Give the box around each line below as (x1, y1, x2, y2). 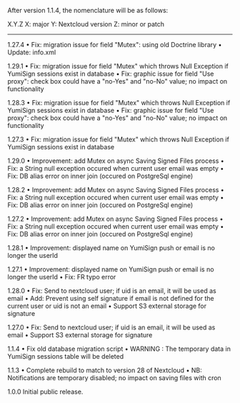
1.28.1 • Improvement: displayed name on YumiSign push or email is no (7, 244, 216, 252)
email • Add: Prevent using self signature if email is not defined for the (7, 294, 214, 302)
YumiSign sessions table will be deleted (7, 352, 124, 360)
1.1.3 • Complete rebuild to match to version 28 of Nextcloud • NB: (7, 366, 202, 374)
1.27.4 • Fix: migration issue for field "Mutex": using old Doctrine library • (7, 41, 222, 49)
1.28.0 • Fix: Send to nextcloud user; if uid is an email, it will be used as (7, 287, 216, 295)
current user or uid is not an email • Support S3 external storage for (7, 302, 207, 310)
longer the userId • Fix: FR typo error (7, 273, 116, 281)
